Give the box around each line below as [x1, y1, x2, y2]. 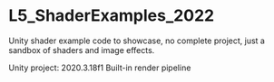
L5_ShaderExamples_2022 [8, 5, 215, 26]
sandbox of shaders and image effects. [8, 44, 155, 55]
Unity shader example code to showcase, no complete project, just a [8, 35, 265, 46]
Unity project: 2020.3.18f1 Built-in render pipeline [8, 62, 191, 73]
